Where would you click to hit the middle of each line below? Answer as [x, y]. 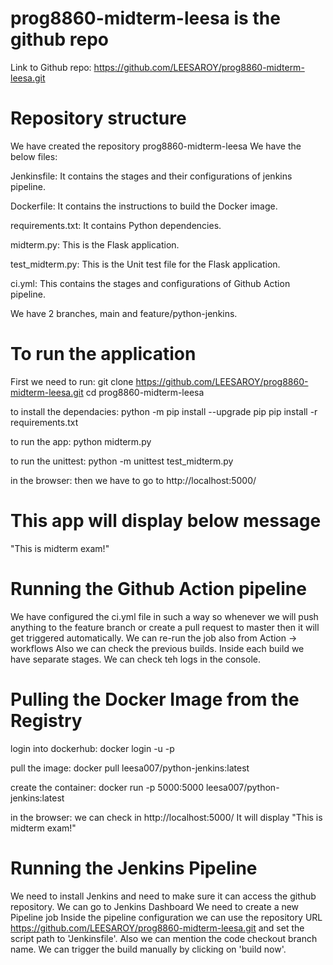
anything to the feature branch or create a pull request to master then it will [165, 627]
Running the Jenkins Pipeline [134, 868]
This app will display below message [166, 521]
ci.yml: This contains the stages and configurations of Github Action [150, 283]
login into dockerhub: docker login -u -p [92, 748]
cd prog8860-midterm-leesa [145, 392]
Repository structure [98, 118]
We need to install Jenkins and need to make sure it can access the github [163, 896]
